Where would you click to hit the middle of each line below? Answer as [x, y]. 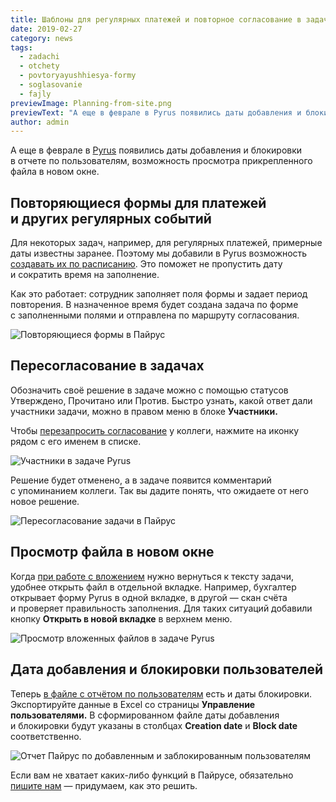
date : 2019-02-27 [46, 29]
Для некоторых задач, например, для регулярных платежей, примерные [166, 243]
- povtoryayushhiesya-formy [78, 76]
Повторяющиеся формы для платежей [138, 202]
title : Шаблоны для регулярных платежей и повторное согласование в [156, 19]
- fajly [35, 94]
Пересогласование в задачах [107, 366]
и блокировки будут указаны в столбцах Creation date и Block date [154, 725]
